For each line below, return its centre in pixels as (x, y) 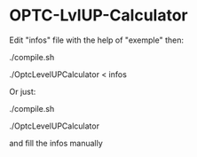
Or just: (23, 91)
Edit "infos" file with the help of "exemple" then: (97, 40)
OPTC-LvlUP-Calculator (98, 16)
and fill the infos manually (56, 143)
